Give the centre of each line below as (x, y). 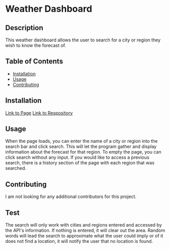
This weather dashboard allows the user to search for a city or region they (83, 40)
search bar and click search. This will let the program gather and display (81, 146)
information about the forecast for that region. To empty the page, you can (83, 152)
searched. (16, 168)
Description (24, 28)
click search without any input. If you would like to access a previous (77, 157)
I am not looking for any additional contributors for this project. (71, 196)
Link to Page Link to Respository (39, 113)
